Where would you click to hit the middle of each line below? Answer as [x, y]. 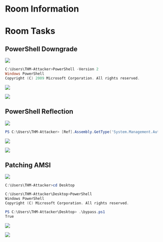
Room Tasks [30, 31]
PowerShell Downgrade [41, 49]
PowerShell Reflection [39, 112]
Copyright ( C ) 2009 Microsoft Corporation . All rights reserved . [72, 78]
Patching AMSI [28, 165]
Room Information [42, 9]
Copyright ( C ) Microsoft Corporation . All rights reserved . [67, 203]
